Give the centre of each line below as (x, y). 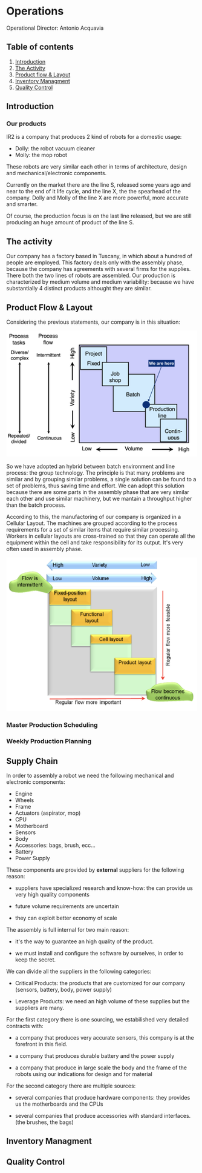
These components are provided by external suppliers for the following (95, 870)
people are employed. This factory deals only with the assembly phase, (95, 262)
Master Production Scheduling (52, 725)
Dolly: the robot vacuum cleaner (55, 149)
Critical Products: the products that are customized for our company (100, 983)
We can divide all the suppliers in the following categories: (79, 971)
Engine (24, 794)
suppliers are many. (40, 1008)
